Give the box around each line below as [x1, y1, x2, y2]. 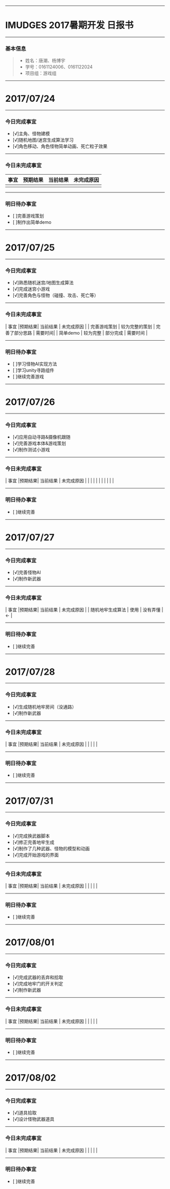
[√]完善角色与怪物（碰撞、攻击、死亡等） [12, 292, 99, 299]
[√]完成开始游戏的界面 [12, 851, 59, 858]
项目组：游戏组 [25, 70, 57, 76]
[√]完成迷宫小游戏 [12, 286, 50, 292]
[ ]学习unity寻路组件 [12, 367, 55, 373]
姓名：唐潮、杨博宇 [25, 58, 66, 64]
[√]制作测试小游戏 [12, 446, 50, 453]
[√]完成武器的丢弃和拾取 [12, 974, 63, 980]
